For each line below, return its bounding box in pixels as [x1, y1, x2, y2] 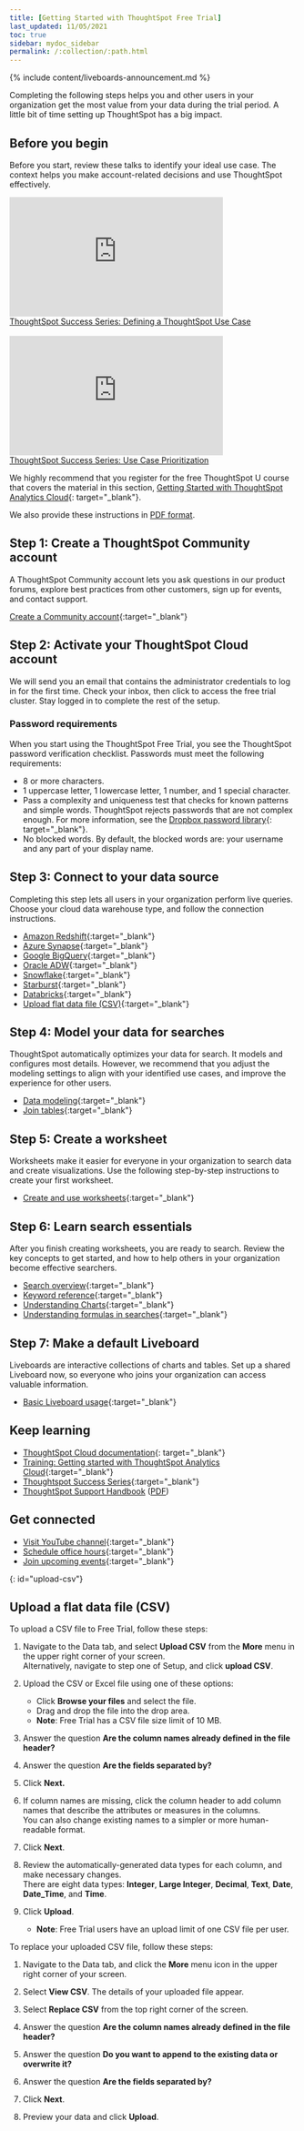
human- [239, 1814, 269, 1825]
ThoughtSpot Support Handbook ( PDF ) [22, 1485, 170, 1497]
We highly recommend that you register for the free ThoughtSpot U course [9, 472, 289, 483]
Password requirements [9, 718, 118, 731]
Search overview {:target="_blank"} [22, 1280, 155, 1291]
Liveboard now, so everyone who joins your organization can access [9, 1368, 267, 1379]
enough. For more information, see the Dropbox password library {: [22, 813, 273, 824]
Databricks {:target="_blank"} [22, 988, 132, 999]
